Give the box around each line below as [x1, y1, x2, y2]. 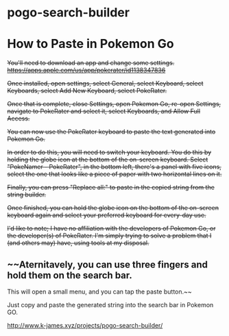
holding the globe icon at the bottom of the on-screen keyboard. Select [7, 155, 208, 164]
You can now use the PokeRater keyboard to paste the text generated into [7, 128, 216, 136]
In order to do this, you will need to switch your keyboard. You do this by [7, 148, 212, 157]
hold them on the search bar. [7, 269, 132, 281]
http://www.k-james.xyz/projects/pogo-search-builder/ [7, 321, 163, 329]
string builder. [7, 190, 47, 199]
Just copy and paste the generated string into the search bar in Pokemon [7, 300, 214, 309]
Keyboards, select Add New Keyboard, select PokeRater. [7, 87, 167, 95]
